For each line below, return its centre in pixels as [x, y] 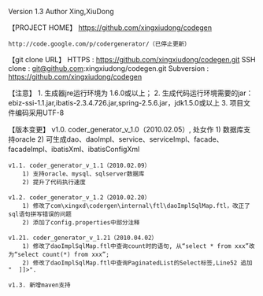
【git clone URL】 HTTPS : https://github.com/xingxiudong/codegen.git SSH [132, 59]
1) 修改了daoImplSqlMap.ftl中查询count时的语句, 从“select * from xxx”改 [139, 246]
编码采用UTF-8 [39, 113]
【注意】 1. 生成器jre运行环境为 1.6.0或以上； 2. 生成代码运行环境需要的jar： [131, 93]
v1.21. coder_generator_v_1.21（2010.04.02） [83, 238]
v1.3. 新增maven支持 [39, 285]
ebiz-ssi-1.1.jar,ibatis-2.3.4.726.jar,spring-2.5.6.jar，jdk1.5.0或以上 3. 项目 [126, 103]
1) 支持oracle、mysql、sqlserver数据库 [83, 174]
